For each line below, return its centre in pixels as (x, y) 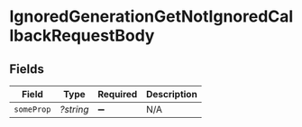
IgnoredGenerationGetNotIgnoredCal (151, 17)
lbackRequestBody (82, 36)
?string (74, 109)
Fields (27, 69)
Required (118, 94)
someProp (32, 109)
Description (172, 94)
